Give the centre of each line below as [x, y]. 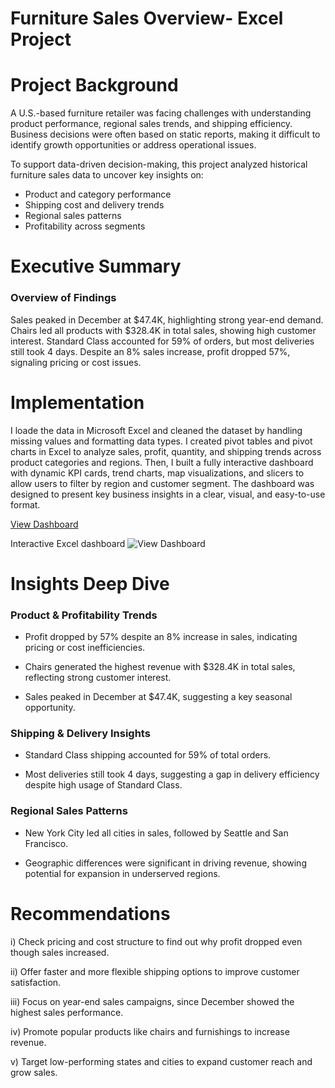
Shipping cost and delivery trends [94, 205]
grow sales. [34, 1072]
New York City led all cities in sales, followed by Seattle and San [156, 833]
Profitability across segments [85, 226]
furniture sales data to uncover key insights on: [107, 175]
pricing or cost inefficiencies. [85, 648]
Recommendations [90, 913]
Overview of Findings [63, 298]
